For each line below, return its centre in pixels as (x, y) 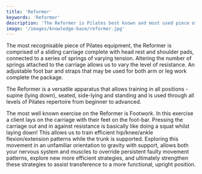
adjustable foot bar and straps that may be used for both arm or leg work (96, 71)
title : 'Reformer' (29, 12)
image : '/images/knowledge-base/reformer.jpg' (66, 28)
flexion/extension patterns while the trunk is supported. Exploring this (92, 139)
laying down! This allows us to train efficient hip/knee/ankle (80, 133)
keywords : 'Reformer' (33, 17)
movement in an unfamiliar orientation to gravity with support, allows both (98, 145)
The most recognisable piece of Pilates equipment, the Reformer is (89, 46)
